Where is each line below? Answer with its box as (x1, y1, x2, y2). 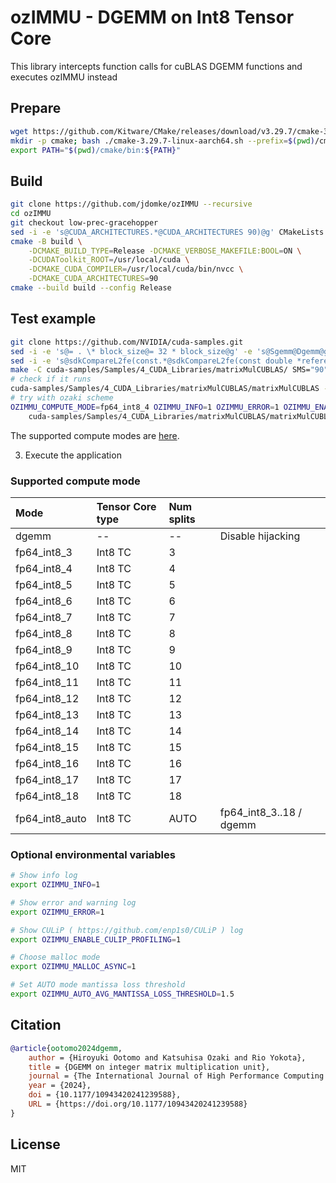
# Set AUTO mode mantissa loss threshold (10, 980, 186, 990)
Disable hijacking (219, 529, 301, 543)
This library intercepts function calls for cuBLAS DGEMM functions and (10, 60, 303, 72)
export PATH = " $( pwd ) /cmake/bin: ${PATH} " (10, 145, 182, 155)
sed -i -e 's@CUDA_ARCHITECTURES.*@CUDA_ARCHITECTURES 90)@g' (10, 227, 275, 237)
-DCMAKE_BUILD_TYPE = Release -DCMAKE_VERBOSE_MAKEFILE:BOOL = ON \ (28, 246, 302, 256)
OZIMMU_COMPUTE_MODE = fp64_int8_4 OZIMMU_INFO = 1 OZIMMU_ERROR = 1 (10, 402, 280, 412)
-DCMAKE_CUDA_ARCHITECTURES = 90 (28, 274, 159, 284)
